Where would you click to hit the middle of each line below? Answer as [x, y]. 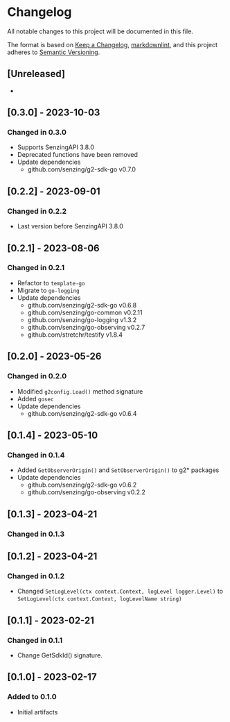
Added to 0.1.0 [32, 697]
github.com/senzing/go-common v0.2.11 [85, 312]
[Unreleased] [36, 74]
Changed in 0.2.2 [37, 211]
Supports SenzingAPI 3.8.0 [56, 147]
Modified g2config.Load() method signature [80, 391]
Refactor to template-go [51, 283]
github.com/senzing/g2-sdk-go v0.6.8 [82, 305]
